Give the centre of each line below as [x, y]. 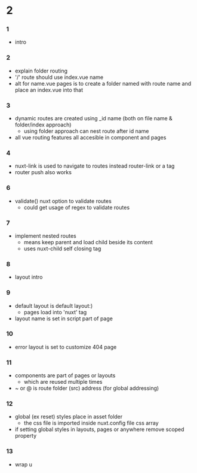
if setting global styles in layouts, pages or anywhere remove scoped [99, 429]
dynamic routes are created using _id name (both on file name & [94, 119]
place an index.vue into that [49, 90]
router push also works [43, 172]
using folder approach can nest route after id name [86, 131]
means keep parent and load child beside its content [88, 242]
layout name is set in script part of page [64, 319]
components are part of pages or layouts [65, 375]
